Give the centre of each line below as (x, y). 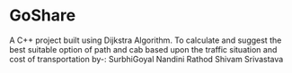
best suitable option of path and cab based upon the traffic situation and (143, 49)
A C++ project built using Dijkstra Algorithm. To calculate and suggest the (146, 40)
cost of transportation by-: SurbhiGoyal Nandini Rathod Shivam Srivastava (146, 59)
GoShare (43, 16)
